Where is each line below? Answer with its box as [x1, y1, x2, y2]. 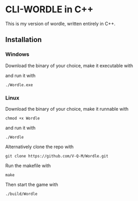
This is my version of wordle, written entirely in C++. [5, 21, 116, 27]
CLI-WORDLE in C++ [5, 4, 94, 15]
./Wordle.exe [5, 82, 33, 88]
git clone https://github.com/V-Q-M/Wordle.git [5, 153, 109, 158]
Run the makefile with [5, 163, 51, 169]
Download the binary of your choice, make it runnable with [5, 106, 129, 112]
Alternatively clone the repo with [5, 144, 74, 150]
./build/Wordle [5, 191, 38, 196]
